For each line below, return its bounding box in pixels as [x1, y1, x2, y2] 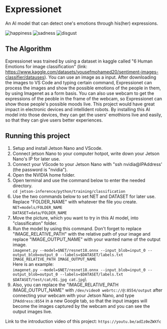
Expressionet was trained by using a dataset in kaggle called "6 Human [5, 58, 153, 64]
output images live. [12, 308, 52, 314]
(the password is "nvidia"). [12, 167, 68, 173]
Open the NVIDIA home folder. [12, 172, 75, 178]
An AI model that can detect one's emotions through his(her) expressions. [5, 20, 158, 26]
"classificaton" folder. [12, 220, 58, 226]
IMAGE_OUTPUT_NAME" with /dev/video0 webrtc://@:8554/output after [12, 287, 162, 293]
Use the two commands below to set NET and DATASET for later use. [12, 193, 156, 199]
